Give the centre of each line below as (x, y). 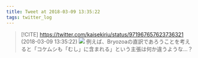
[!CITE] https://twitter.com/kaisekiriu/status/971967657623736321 (102, 34)
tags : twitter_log (29, 17)
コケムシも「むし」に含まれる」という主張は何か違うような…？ (115, 49)
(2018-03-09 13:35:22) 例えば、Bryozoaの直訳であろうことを (100, 41)
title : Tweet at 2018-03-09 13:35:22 (53, 12)
